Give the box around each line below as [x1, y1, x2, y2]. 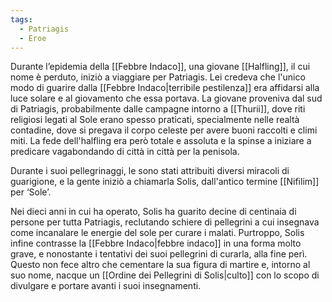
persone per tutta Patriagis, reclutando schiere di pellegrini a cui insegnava [10, 216, 320, 228]
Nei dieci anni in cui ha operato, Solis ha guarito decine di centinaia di [10, 206, 297, 218]
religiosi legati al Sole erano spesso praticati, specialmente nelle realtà [10, 114, 300, 126]
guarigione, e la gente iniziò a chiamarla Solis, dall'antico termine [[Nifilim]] [10, 176, 320, 188]
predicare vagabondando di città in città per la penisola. [10, 146, 240, 158]
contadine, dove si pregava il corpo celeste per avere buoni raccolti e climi [10, 124, 318, 136]
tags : [10, 14, 33, 25]
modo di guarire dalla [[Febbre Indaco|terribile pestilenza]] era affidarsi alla [10, 82, 320, 94]
